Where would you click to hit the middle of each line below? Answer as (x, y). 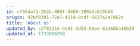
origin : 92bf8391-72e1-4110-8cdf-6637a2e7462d (65, 17)
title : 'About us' (29, 23)
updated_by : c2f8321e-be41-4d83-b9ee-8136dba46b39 (70, 28)
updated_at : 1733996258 (36, 34)
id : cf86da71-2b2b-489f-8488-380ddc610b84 (60, 12)
